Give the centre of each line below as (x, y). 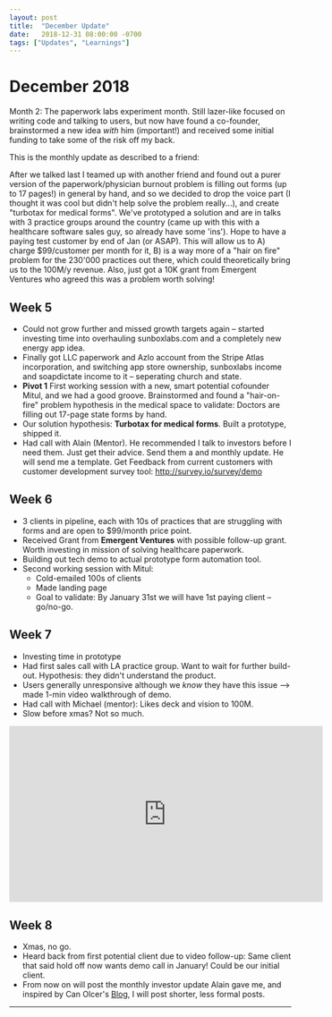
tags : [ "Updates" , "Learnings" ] (69, 42)
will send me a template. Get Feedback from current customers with (147, 462)
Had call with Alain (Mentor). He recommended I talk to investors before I (157, 443)
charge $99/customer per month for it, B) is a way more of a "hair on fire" (145, 250)
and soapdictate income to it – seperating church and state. (132, 376)
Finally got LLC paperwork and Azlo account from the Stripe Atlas (143, 357)
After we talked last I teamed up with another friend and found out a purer (145, 174)
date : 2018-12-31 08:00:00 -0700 (76, 34)
